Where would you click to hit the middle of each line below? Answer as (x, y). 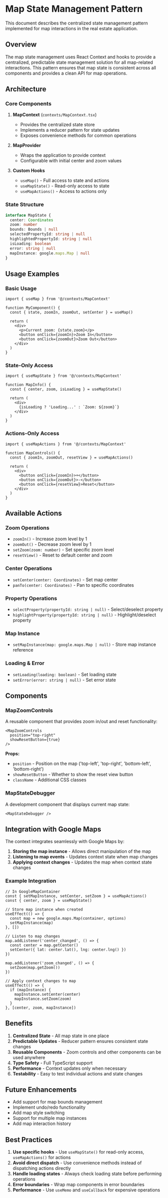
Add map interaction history (42, 1123)
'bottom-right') (28, 769)
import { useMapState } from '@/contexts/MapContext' (64, 376)
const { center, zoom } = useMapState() (49, 900)
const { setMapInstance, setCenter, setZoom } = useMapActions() (76, 896)
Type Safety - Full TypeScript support (52, 1063)
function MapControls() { (33, 453)
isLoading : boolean (31, 244)
